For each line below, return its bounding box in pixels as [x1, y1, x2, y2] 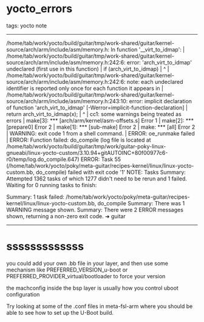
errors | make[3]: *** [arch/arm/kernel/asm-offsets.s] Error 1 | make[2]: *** [6, 117, 194, 124]
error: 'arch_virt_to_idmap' [126, 58, 192, 66]
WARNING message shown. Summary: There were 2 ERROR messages [6, 206, 184, 213]
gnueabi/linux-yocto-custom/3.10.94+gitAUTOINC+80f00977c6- [6, 149, 168, 156]
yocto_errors [6, 2, 73, 16]
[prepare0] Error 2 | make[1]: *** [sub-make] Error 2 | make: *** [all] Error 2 [6, 123, 195, 131]
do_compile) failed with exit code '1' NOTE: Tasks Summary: [35, 168, 186, 176]
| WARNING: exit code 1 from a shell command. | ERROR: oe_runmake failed [6, 129, 195, 137]
